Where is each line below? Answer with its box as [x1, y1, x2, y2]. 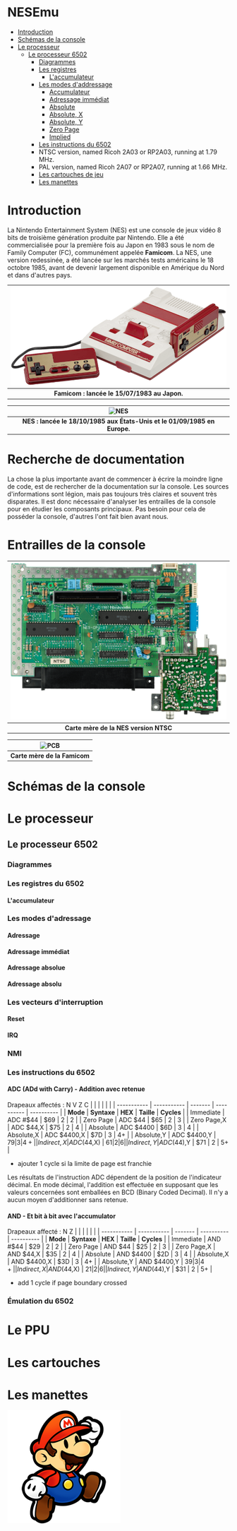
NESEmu [7, 4, 59, 20]
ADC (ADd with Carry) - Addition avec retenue [7, 1085, 146, 1093]
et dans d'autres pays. [7, 270, 73, 279]
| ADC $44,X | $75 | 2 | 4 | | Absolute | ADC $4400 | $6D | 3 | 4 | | [7, 1124, 199, 1131]
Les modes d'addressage [38, 80, 113, 88]
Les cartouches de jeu [38, 170, 104, 179]
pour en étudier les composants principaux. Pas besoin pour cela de [7, 504, 206, 513]
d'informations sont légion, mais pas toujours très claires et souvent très [7, 489, 217, 498]
